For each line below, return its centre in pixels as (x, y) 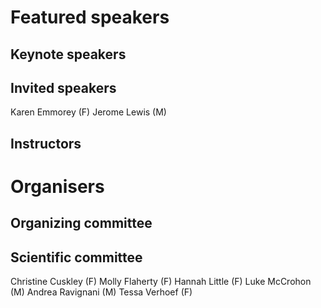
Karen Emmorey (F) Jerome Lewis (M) (88, 112)
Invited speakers (63, 87)
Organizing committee (81, 223)
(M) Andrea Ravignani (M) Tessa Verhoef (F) (101, 292)
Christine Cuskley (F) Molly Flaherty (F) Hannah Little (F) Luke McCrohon (161, 282)
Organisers (57, 186)
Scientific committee (76, 257)
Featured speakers (90, 17)
